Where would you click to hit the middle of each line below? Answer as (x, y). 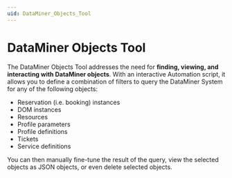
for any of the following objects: (53, 89)
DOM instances (39, 109)
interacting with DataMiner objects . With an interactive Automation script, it (116, 74)
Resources (33, 117)
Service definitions (44, 146)
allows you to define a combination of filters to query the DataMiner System (115, 81)
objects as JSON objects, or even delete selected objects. (90, 167)
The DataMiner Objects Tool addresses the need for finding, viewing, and (113, 67)
